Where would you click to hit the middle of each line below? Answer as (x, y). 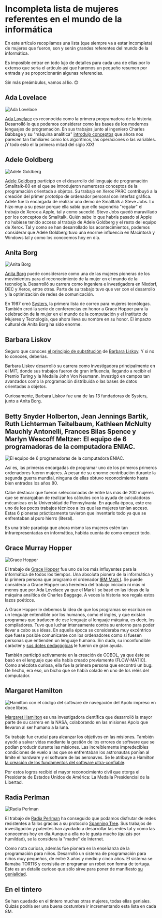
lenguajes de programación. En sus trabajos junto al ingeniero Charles (75, 129)
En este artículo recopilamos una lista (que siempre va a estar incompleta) (79, 43)
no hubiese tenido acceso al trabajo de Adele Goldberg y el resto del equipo (81, 222)
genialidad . (16, 874)
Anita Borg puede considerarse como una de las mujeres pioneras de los (77, 274)
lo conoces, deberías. (27, 356)
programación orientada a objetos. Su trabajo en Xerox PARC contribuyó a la (81, 191)
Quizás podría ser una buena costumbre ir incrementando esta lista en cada (81, 906)
